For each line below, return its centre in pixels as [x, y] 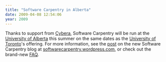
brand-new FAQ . [22, 54]
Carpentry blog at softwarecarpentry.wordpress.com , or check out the [78, 49]
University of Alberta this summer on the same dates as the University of [80, 38]
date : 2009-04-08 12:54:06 [33, 14]
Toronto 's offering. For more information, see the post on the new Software [83, 44]
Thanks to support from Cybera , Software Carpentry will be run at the [77, 33]
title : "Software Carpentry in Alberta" [48, 10]
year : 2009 [17, 19]
